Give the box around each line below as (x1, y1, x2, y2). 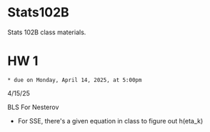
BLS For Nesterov (7, 103, 59, 111)
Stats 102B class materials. (7, 28, 86, 36)
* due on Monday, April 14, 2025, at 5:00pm (7, 76, 142, 83)
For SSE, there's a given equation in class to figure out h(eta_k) (17, 116, 204, 125)
